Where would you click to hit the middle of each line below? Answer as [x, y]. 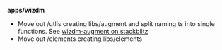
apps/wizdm [26, 10]
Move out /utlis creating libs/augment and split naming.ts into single [116, 24]
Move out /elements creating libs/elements [80, 39]
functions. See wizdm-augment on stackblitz [83, 31]
